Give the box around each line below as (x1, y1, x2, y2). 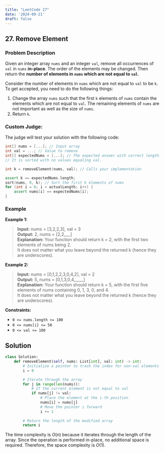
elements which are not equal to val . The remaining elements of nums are (12, 100, 160, 106)
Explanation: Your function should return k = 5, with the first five (17, 282, 148, 288)
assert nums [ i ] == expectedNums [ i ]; (14, 189, 89, 194)
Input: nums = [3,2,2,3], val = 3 (17, 226, 81, 232)
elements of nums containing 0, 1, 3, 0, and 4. (17, 287, 110, 293)
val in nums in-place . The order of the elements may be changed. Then (5, 66, 148, 72)
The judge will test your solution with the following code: (5, 134, 119, 140)
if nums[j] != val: (31, 391, 71, 396)
